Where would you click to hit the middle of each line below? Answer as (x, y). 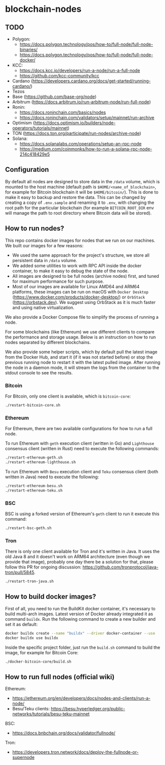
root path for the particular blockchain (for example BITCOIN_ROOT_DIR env (80, 207)
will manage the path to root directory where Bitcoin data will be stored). (78, 213)
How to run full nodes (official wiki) (60, 677)
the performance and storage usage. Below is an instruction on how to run (81, 337)
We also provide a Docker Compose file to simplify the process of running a (82, 317)
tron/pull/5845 (20, 572)
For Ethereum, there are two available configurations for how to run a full (79, 429)
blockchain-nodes (43, 9)
